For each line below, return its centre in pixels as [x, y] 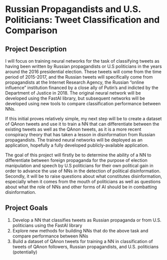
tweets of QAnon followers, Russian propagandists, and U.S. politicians [85, 246]
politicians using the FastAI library [47, 225]
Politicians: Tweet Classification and [82, 20]
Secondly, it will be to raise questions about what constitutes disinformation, [84, 176]
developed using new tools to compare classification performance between [83, 103]
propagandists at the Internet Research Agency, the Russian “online [75, 82]
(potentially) [25, 252]
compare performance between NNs [50, 236]
